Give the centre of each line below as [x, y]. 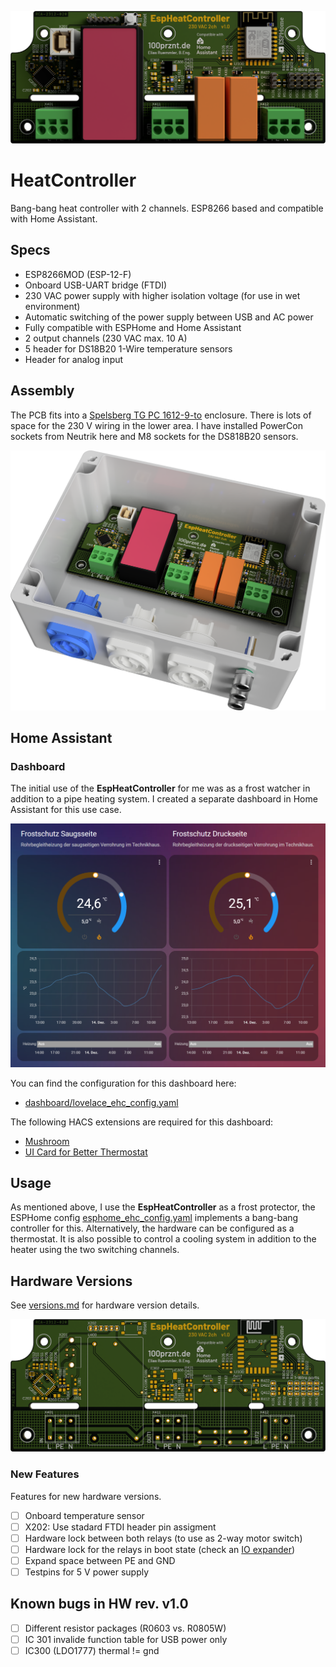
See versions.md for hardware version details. [105, 1305]
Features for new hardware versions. [86, 1496]
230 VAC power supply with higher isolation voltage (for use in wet [162, 295]
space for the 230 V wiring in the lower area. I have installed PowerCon [156, 425]
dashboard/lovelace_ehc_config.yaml [101, 1102]
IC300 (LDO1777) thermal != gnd [92, 1650]
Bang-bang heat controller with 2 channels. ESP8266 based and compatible [167, 208]
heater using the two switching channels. [95, 1250]
